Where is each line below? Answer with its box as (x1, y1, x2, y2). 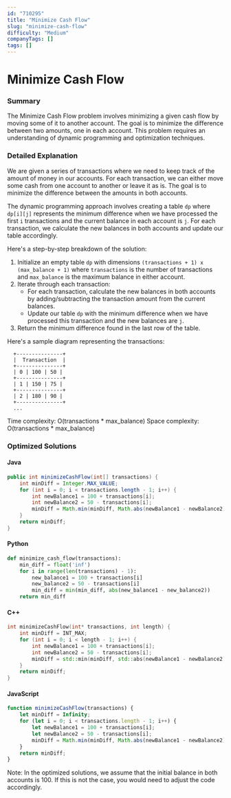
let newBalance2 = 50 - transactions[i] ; (32, 731, 153, 737)
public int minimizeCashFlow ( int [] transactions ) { (7, 473, 158, 481)
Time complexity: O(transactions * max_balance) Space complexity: (7, 417, 199, 425)
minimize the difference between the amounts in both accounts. (7, 189, 188, 197)
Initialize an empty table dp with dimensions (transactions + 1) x (16, 258, 204, 266)
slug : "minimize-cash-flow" (7, 23, 88, 30)
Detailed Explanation (7, 151, 78, 160)
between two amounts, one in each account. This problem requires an (7, 127, 206, 135)
